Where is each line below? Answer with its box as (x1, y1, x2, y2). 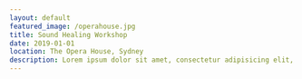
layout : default (9, 13, 71, 23)
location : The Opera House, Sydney (9, 47, 144, 56)
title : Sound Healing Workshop (9, 30, 128, 39)
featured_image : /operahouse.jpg (9, 22, 136, 31)
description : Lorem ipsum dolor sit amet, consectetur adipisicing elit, (9, 55, 295, 64)
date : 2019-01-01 (9, 38, 75, 48)
